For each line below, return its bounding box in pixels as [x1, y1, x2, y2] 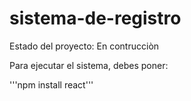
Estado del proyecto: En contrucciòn [9, 40, 160, 52]
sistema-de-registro [9, 7, 182, 30]
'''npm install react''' [9, 78, 94, 91]
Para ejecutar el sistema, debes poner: [9, 59, 169, 71]
